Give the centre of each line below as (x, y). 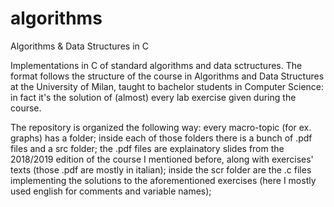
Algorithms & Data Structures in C (79, 46)
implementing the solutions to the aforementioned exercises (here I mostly (163, 180)
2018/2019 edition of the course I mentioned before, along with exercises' (162, 159)
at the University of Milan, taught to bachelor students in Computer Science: (167, 86)
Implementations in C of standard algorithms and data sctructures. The (156, 65)
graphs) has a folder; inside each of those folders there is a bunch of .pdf (161, 138)
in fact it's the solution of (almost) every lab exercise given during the (153, 97)
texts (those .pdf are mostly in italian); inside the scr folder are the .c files (161, 169)
